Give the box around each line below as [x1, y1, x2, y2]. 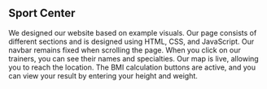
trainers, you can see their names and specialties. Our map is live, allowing [8, 53, 259, 63]
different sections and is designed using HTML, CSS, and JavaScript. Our [8, 36, 255, 46]
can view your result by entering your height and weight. [8, 70, 198, 80]
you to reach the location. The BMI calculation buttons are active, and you [8, 62, 256, 72]
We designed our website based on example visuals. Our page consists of [8, 28, 257, 37]
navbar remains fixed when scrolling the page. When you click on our [8, 44, 242, 55]
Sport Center [8, 6, 76, 20]
